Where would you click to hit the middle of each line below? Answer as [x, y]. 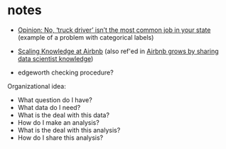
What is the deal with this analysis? [69, 130]
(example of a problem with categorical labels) [86, 37]
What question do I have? [55, 100]
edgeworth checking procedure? [65, 72]
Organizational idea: [37, 86]
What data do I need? [49, 107]
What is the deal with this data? [64, 115]
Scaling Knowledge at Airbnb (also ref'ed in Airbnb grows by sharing [118, 51]
